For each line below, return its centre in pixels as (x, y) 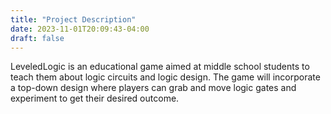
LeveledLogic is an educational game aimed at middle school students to (160, 67)
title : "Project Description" (73, 19)
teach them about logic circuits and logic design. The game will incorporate (165, 77)
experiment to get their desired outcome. (95, 98)
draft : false (37, 38)
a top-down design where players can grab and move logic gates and (153, 88)
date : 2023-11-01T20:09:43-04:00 (80, 29)
